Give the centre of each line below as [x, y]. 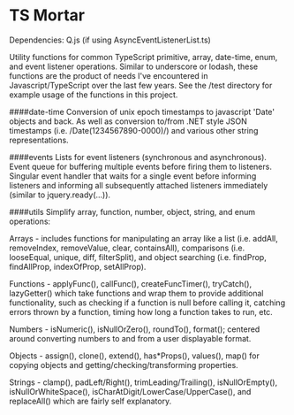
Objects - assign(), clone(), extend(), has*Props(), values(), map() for [135, 356]
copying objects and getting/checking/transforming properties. [124, 365]
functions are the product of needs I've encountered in [109, 75]
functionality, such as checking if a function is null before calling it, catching [147, 303]
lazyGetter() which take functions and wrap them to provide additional [136, 293]
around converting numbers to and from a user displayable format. [130, 338]
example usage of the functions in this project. [94, 95]
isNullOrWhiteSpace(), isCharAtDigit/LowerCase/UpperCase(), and [130, 391]
